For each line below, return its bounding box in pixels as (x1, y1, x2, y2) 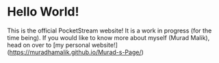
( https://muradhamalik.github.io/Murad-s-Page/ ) (7, 48, 144, 56)
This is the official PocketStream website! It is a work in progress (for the (7, 26, 212, 35)
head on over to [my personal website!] (7, 41, 118, 49)
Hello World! (7, 4, 79, 20)
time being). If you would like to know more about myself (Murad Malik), (7, 33, 210, 41)
